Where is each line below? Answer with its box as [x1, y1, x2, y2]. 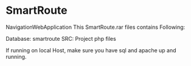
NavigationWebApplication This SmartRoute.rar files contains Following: [5, 23, 186, 31]
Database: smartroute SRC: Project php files [5, 35, 116, 42]
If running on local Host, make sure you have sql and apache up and [5, 46, 177, 54]
